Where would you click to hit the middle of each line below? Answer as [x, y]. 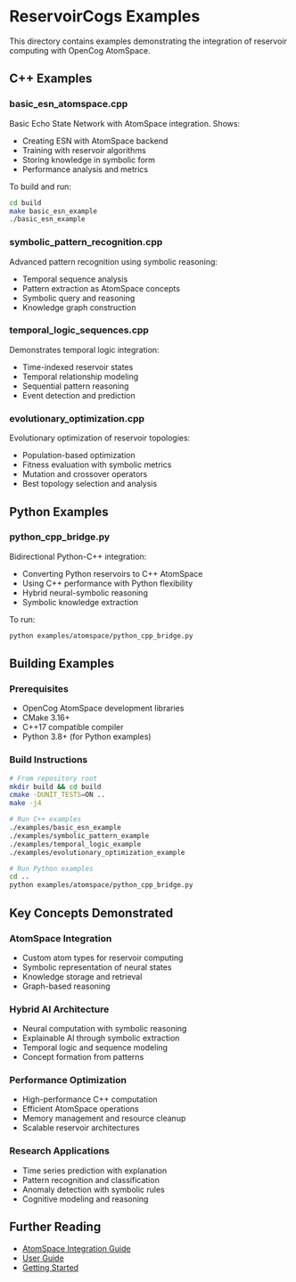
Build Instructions [49, 760]
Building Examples [62, 664]
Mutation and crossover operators [85, 474]
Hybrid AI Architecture [59, 1009]
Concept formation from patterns [83, 1057]
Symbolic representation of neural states [97, 967]
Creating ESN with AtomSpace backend [95, 141]
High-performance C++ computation [90, 1099]
